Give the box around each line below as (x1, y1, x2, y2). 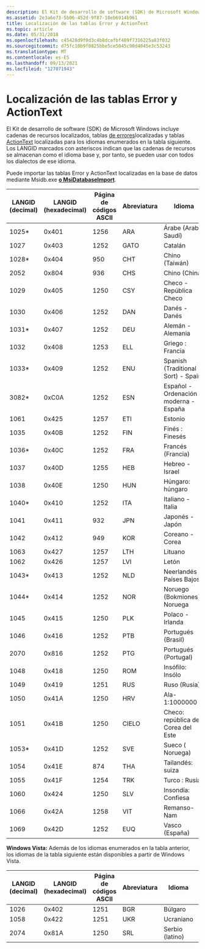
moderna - (164, 397, 195, 406)
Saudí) (164, 232, 183, 240)
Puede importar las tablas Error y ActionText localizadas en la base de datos (6, 169, 198, 177)
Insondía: (164, 786, 190, 794)
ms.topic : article (6, 26, 53, 32)
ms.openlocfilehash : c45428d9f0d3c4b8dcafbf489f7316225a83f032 (6, 37, 171, 43)
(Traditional (164, 364, 196, 373)
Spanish (164, 357, 187, 365)
